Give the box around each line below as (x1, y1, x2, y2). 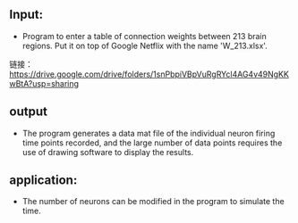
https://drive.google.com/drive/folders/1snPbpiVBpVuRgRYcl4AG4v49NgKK (9, 69, 289, 79)
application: (9, 173, 78, 188)
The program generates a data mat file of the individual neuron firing (21, 128, 276, 138)
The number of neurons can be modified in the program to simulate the (21, 196, 285, 207)
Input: (9, 7, 43, 22)
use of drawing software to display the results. (21, 146, 194, 157)
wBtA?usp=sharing (9, 78, 79, 88)
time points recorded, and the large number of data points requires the (21, 137, 283, 148)
